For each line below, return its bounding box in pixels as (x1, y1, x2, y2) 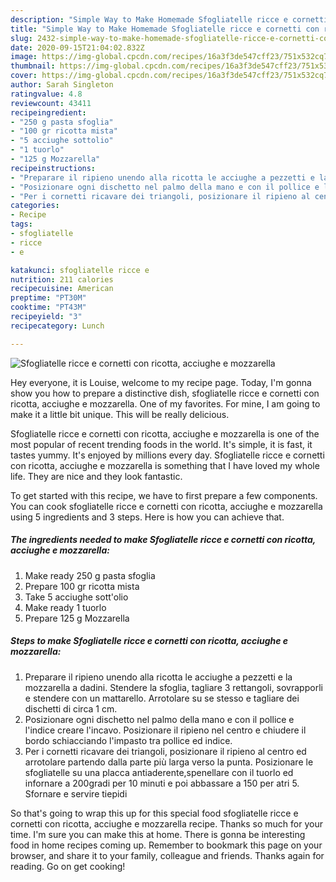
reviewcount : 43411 (10, 98, 92, 108)
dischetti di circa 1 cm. (24, 702, 118, 715)
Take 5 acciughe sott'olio (24, 591, 129, 603)
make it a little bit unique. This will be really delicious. (10, 408, 230, 420)
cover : (10, 71, 38, 81)
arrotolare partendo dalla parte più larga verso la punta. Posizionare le (24, 756, 314, 768)
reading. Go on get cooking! (10, 860, 126, 872)
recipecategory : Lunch (10, 321, 105, 331)
